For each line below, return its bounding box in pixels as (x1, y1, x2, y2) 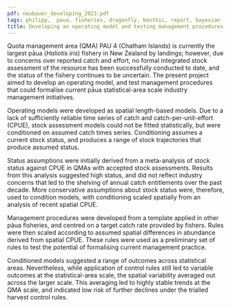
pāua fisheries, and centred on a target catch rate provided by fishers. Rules (7, 221, 224, 230)
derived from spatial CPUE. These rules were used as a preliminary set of (7, 236, 216, 244)
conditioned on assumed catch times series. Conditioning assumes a (7, 128, 203, 137)
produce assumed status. (7, 143, 79, 152)
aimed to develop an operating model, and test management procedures (7, 79, 213, 87)
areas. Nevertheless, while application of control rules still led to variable (7, 264, 214, 273)
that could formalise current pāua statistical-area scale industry (7, 86, 188, 94)
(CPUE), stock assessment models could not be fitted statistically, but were (7, 121, 221, 130)
